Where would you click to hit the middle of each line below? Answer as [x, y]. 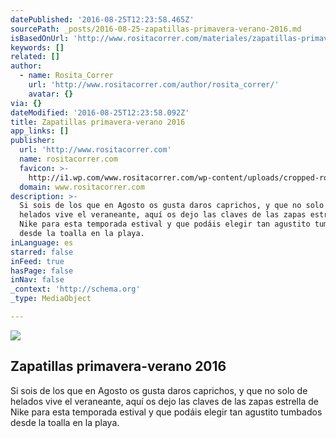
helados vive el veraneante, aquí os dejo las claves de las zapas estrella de [164, 401]
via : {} [26, 103]
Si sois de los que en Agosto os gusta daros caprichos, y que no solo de [159, 390]
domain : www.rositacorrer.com [82, 187]
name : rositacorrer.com [68, 159]
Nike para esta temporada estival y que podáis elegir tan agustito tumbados [166, 412]
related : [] [35, 57]
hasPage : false [42, 271]
